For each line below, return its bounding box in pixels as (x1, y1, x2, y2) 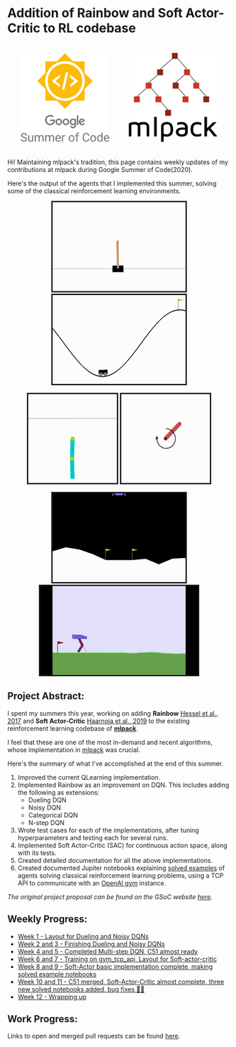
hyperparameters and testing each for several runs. (17, 833, 169, 842)
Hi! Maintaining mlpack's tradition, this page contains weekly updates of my (7, 158, 229, 166)
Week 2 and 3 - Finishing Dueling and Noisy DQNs (17, 940, 165, 948)
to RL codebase (43, 20, 136, 36)
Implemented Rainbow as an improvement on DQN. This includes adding (17, 780, 230, 789)
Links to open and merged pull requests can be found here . (7, 1032, 181, 1041)
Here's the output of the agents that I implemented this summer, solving (7, 179, 217, 188)
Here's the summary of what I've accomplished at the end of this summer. (7, 759, 224, 768)
